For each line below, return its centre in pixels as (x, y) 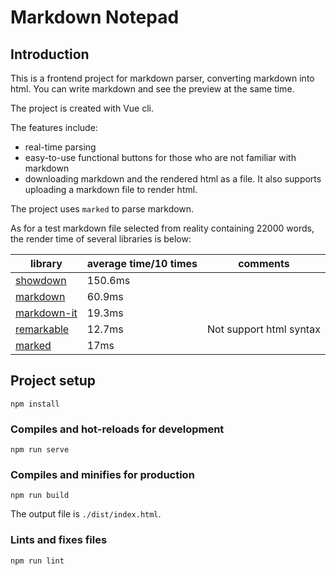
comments (264, 263)
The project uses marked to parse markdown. (102, 209)
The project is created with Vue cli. (82, 108)
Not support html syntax (264, 329)
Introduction (50, 54)
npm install (35, 404)
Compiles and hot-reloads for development (117, 429)
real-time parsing (60, 147)
